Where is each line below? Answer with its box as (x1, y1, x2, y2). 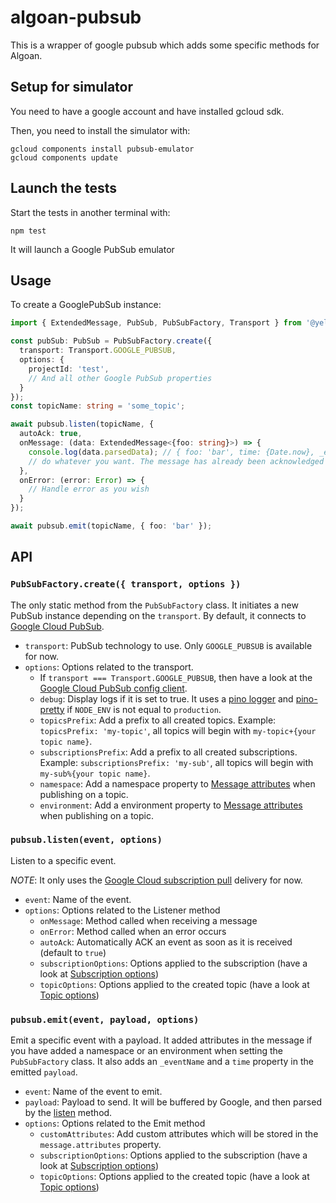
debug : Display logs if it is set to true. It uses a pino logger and (39, 692, 294, 705)
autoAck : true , (19, 429, 83, 439)
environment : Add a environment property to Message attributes (39, 799, 303, 811)
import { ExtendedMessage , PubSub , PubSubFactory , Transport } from (10, 318, 302, 328)
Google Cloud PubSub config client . (39, 682, 188, 694)
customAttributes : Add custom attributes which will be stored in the (39, 1128, 319, 1140)
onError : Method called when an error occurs (39, 925, 227, 937)
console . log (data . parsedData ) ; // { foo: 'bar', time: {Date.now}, (28, 447, 315, 457)
